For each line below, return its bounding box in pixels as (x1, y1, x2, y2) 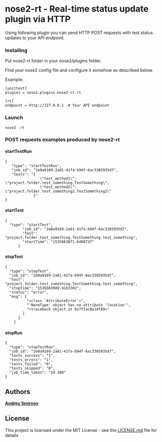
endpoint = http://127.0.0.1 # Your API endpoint (5, 103, 110, 108)
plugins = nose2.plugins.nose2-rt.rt (5, 91, 81, 95)
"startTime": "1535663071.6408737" (22, 239, 95, 244)
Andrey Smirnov (5, 400, 39, 406)
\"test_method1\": (39, 176, 77, 181)
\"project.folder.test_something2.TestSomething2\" (5, 189, 112, 194)
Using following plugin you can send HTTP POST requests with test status (5, 30, 153, 35)
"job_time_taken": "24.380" (9, 370, 66, 375)
